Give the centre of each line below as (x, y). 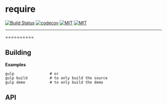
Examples (16, 64)
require (20, 9)
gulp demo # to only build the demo (54, 82)
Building (18, 53)
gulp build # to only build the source (56, 78)
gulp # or (32, 74)
